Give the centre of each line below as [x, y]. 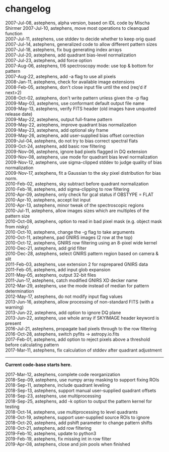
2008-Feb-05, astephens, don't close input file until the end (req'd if [76, 87]
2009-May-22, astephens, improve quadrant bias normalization [71, 125]
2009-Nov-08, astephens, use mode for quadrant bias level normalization [81, 157]
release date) [19, 114]
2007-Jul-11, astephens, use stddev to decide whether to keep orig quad [80, 39]
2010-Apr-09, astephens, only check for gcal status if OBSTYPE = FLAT [79, 194]
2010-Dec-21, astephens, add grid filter [46, 248]
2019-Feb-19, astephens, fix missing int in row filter [58, 439]
